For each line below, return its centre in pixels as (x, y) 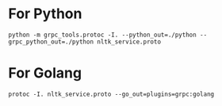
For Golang (45, 73)
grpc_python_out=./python (51, 42)
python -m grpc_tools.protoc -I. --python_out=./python (102, 35)
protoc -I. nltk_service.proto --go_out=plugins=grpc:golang (111, 94)
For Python (45, 14)
